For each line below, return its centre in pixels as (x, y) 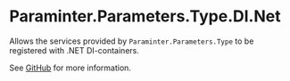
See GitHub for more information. (70, 68)
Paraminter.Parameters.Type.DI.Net (145, 16)
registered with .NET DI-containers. (75, 50)
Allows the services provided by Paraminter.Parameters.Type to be (132, 41)
